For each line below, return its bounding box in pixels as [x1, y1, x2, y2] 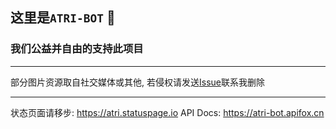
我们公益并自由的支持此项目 [10, 42, 144, 56]
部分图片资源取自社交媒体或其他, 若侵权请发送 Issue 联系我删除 [10, 76, 265, 88]
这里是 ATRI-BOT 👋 [10, 9, 116, 27]
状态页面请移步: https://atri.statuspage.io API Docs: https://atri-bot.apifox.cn [10, 106, 325, 118]
